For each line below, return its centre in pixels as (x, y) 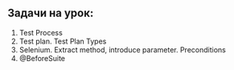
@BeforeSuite (42, 58)
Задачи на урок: (51, 13)
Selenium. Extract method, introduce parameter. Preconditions (122, 49)
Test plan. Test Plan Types (63, 41)
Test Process (41, 32)
